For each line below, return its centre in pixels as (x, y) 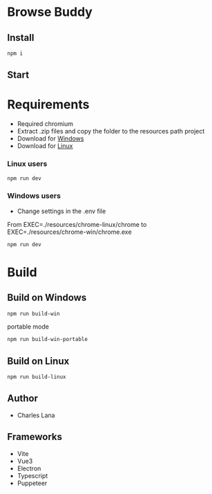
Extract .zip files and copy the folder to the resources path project (111, 131)
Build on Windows (47, 298)
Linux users (27, 164)
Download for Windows (50, 138)
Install (21, 38)
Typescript (32, 475)
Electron (29, 468)
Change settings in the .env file (61, 211)
